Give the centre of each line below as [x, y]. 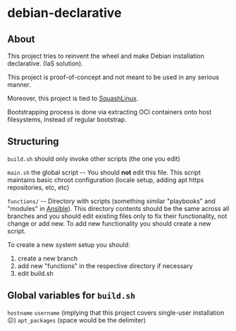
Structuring [33, 142]
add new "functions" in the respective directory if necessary [105, 265]
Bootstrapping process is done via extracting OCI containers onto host [110, 112]
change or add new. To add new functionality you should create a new [109, 223]
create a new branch [48, 258]
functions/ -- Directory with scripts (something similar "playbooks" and [112, 201]
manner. [19, 85]
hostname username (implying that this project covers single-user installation [116, 313]
